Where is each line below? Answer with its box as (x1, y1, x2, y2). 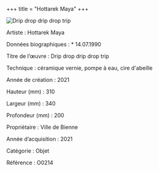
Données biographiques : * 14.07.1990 (6, 41, 102, 48)
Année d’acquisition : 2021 (6, 136, 73, 142)
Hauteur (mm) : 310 (6, 88, 55, 95)
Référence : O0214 (6, 159, 54, 166)
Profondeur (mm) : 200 (6, 112, 64, 118)
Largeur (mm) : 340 (6, 100, 56, 107)
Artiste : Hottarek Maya (6, 29, 65, 36)
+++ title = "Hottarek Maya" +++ (6, 5, 89, 12)
